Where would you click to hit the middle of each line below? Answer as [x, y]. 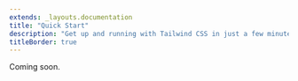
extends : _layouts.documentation [71, 17]
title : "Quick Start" [49, 26]
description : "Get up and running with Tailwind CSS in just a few [137, 33]
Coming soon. [35, 67]
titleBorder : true [43, 42]
